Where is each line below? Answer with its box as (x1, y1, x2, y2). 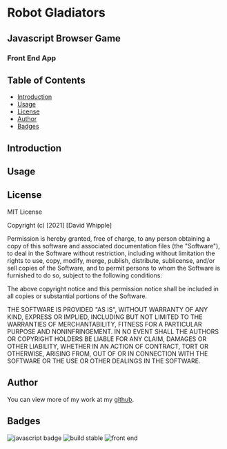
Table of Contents (7, 74, 86, 86)
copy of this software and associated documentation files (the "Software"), (7, 241, 221, 250)
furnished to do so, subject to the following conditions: (7, 271, 162, 280)
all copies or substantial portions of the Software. (7, 292, 147, 300)
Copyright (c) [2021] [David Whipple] (7, 221, 112, 229)
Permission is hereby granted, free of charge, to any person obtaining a (7, 234, 210, 243)
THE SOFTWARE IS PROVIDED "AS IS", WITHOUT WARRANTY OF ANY (7, 305, 208, 313)
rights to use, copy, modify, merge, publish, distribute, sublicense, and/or (7, 256, 215, 264)
